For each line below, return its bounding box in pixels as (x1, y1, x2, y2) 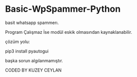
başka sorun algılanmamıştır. (5, 57, 63, 63)
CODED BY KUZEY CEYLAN (5, 67, 62, 73)
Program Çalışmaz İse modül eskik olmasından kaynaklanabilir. (5, 29, 132, 35)
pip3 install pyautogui (5, 48, 49, 54)
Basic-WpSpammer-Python (5, 3, 121, 15)
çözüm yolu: (5, 38, 31, 45)
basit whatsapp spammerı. (5, 20, 59, 26)
